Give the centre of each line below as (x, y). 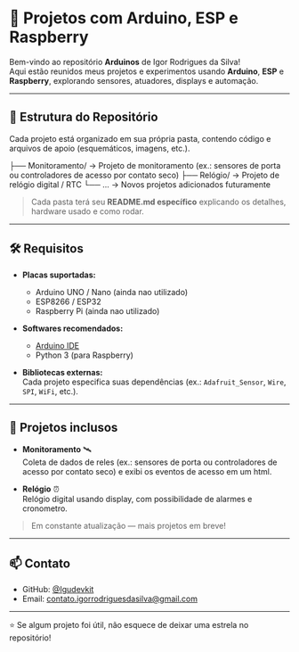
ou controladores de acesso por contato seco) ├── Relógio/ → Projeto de (145, 175)
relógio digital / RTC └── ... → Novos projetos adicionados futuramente (140, 184)
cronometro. (45, 508)
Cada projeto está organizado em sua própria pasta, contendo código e (140, 138)
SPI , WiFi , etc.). (50, 391)
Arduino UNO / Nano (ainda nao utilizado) (112, 292)
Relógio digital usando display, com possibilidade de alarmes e (137, 499)
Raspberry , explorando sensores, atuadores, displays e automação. (134, 80)
